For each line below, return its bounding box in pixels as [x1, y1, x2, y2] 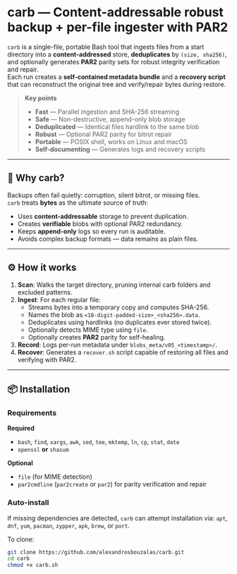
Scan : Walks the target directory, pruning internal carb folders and [17, 280, 211, 289]
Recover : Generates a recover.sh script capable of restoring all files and [17, 347, 229, 357]
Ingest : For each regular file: [17, 295, 101, 304]
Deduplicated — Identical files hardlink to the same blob [35, 122, 200, 131]
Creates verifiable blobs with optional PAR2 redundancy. [17, 220, 183, 228]
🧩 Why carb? [7, 172, 65, 184]
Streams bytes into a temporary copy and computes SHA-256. [28, 303, 209, 311]
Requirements [7, 407, 57, 417]
